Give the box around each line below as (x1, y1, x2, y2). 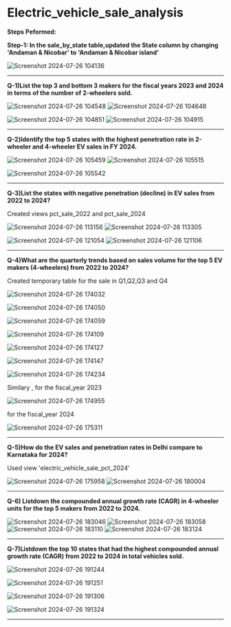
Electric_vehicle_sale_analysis (7, 5, 184, 21)
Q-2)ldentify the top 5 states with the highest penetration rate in (7, 135, 195, 143)
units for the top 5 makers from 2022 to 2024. (7, 504, 141, 512)
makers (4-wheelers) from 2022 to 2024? (7, 263, 129, 271)
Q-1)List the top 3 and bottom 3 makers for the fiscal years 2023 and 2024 (7, 81, 224, 89)
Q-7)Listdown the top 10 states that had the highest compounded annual (7, 544, 219, 553)
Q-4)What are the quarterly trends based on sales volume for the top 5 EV (7, 256, 223, 264)
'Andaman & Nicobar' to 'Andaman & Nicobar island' (7, 48, 159, 56)
